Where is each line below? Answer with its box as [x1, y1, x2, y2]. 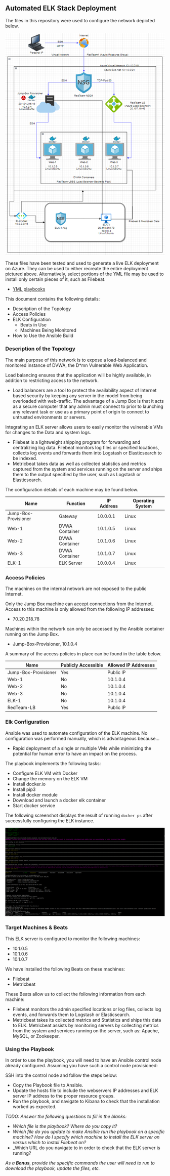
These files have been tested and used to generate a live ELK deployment [5, 260, 159, 266]
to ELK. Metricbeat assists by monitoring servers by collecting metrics [12, 1022, 159, 1028]
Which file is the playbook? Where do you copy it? [12, 1123, 117, 1129]
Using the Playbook [5, 1045, 54, 1053]
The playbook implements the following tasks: [5, 760, 101, 766]
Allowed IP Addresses [107, 662, 155, 668]
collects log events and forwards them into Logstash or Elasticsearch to [12, 450, 162, 456]
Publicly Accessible [60, 662, 104, 668]
